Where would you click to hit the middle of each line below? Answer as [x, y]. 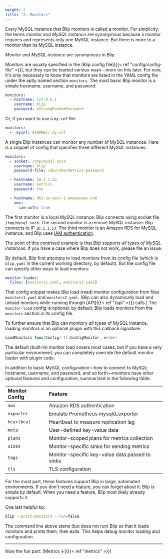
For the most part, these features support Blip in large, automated [72, 482]
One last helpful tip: [25, 507]
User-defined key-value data [84, 430]
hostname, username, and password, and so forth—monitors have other [79, 373]
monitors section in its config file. [39, 313]
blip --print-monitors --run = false [42, 517]
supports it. [17, 498]
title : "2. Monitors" [28, 15]
